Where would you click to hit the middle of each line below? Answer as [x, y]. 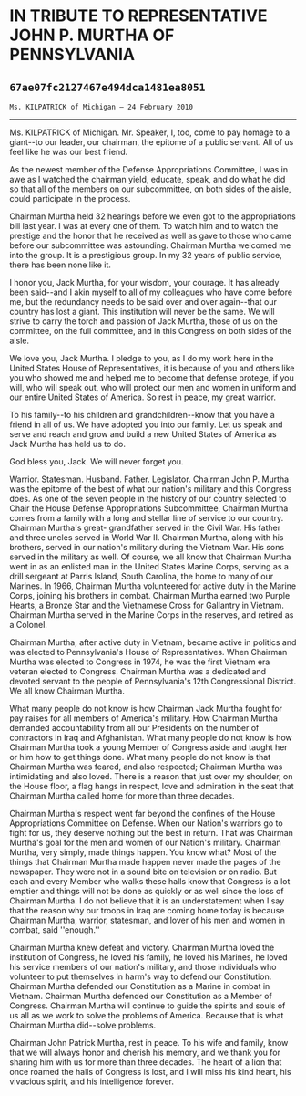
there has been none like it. [61, 265]
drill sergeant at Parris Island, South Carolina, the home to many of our [142, 576]
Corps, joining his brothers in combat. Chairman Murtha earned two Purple [150, 595]
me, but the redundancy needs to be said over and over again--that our [143, 302]
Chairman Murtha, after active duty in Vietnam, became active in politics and [153, 642]
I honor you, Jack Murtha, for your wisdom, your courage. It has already [144, 282]
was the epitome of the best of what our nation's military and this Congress [151, 489]
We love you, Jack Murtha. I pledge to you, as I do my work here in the [142, 358]
